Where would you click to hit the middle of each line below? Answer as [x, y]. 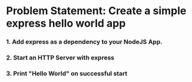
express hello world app [66, 23]
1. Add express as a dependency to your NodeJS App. [85, 42]
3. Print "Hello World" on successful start [67, 73]
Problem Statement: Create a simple [96, 11]
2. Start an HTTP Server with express [60, 58]
